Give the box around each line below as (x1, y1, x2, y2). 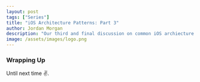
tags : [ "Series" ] (6, 14, 50, 20)
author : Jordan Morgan (6, 25, 63, 31)
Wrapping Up (6, 56, 46, 64)
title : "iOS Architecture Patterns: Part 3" (6, 20, 119, 26)
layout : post (6, 8, 39, 15)
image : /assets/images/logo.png (6, 36, 87, 42)
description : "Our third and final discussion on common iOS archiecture (6, 31, 195, 37)
